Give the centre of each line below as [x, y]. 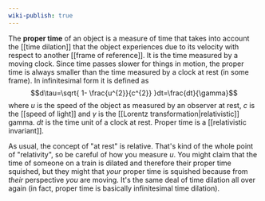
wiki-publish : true [41, 15]
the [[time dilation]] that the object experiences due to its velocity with [124, 46]
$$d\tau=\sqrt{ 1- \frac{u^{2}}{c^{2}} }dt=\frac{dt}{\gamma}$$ [134, 93]
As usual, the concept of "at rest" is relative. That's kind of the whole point [131, 146]
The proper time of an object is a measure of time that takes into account [129, 38]
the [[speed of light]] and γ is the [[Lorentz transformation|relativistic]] [124, 114]
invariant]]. [26, 130]
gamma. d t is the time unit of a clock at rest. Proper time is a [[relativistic [128, 122]
